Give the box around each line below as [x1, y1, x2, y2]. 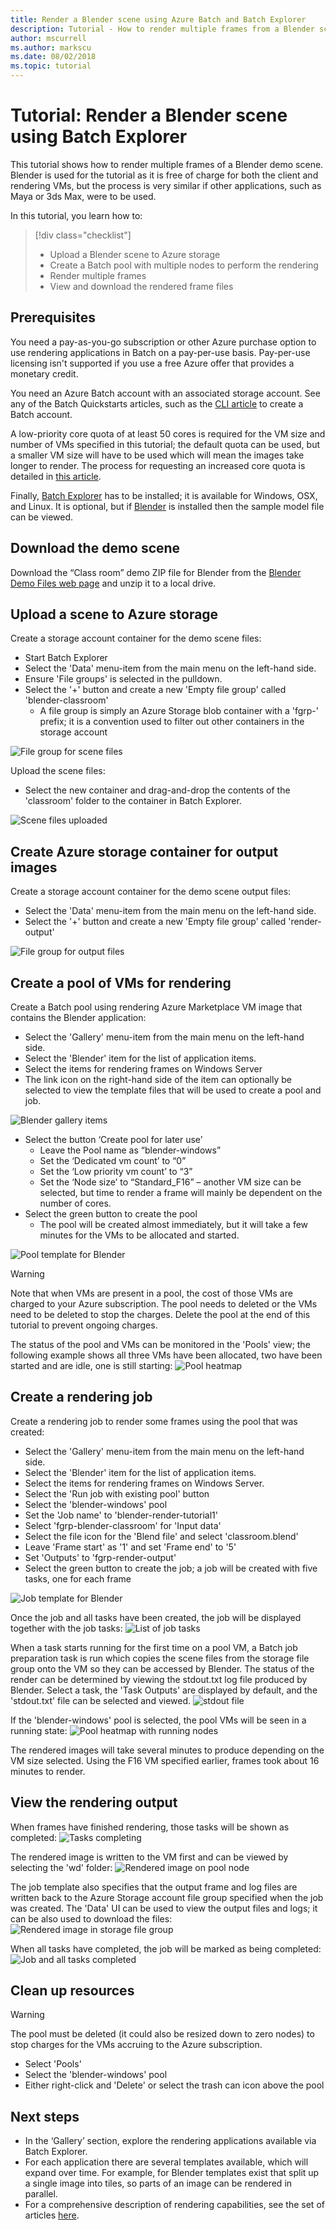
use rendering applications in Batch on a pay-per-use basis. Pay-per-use [10, 346, 311, 358]
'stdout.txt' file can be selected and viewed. [10, 1694, 192, 1706]
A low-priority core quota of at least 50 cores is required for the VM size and [10, 427, 326, 440]
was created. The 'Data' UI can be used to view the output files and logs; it [10, 1902, 318, 1914]
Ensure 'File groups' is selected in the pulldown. [24, 673, 223, 685]
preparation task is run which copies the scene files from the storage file [10, 1652, 310, 1664]
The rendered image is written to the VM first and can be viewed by [10, 1851, 289, 1863]
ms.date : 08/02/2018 [10, 52, 97, 62]
